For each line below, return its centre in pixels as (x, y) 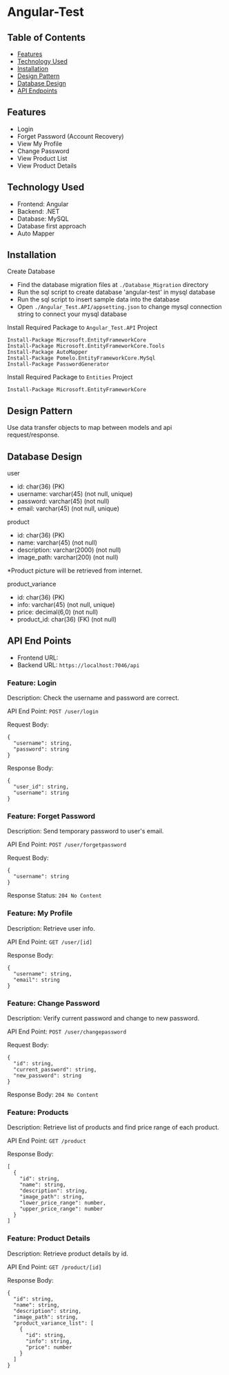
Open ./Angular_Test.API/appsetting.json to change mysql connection (119, 307)
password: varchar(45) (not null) (63, 502)
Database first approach (51, 226)
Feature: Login (32, 682)
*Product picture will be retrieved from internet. (75, 571)
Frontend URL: (38, 657)
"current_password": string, (55, 1070)
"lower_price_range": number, (63, 1203)
